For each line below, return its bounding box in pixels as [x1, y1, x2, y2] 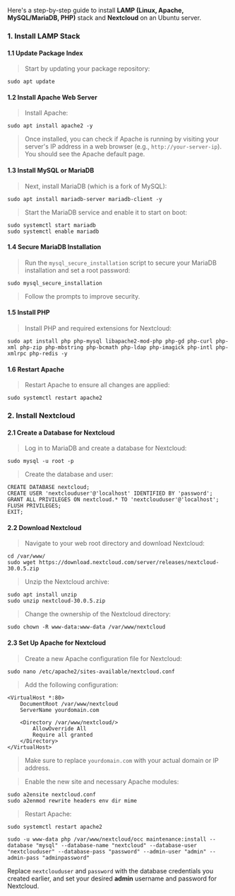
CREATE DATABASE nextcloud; [7, 484, 90, 491]
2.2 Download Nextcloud [7, 523, 82, 532]
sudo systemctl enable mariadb [7, 228, 100, 235]
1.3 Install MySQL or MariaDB [7, 166, 95, 174]
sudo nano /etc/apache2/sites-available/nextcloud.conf [7, 668, 175, 675]
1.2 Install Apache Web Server [7, 93, 97, 101]
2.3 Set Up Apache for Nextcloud [7, 638, 107, 647]
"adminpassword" [42, 854, 90, 861]
